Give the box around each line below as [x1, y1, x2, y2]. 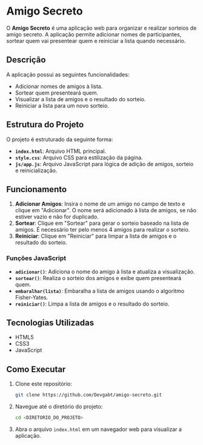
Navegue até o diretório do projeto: [15, 403, 103, 410]
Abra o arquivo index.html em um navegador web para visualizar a [15, 426, 182, 433]
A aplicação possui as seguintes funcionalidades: [6, 71, 130, 78]
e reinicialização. [15, 167, 58, 174]
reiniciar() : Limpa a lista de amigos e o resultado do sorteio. [15, 300, 170, 307]
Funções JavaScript [6, 254, 67, 263]
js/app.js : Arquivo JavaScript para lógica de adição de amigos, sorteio [15, 160, 194, 167]
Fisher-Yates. [15, 293, 48, 301]
